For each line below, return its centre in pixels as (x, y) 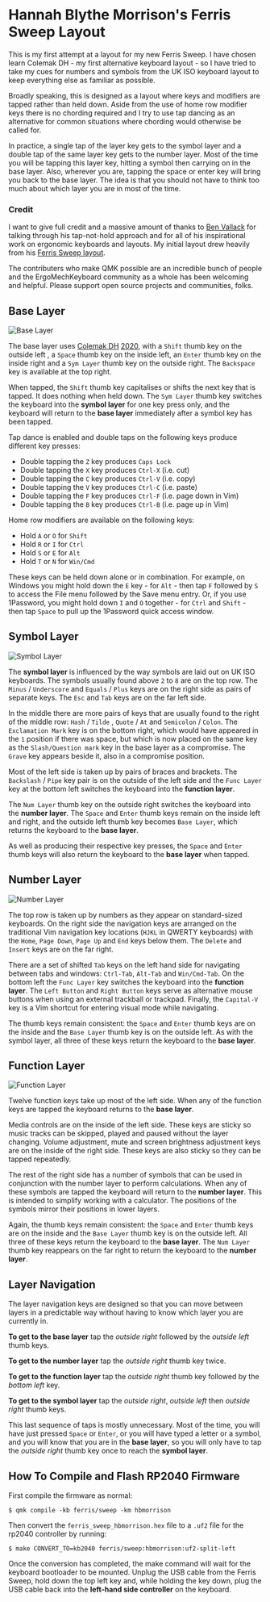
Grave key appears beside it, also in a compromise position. (107, 755)
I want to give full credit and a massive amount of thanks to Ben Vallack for (132, 227)
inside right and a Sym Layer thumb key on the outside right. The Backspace (132, 363)
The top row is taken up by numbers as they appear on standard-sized (125, 914)
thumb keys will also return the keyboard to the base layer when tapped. (129, 854)
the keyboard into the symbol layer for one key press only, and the (119, 404)
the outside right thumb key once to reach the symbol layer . (108, 1451)
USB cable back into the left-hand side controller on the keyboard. (120, 1589)
